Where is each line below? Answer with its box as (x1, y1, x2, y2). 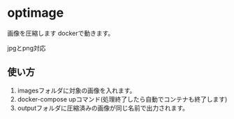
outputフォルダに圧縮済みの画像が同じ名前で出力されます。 (17, 104, 189, 112)
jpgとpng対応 (7, 43, 46, 52)
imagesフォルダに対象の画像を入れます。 (17, 86, 136, 94)
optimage (7, 5, 64, 21)
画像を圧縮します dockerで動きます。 (7, 29, 115, 37)
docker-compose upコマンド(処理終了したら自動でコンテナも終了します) (17, 94, 228, 103)
